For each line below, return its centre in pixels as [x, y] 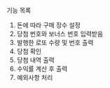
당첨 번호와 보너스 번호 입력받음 [60, 34]
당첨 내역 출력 [35, 60]
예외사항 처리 [35, 78]
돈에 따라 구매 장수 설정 [49, 25]
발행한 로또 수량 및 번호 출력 [55, 43]
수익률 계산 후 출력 [42, 69]
